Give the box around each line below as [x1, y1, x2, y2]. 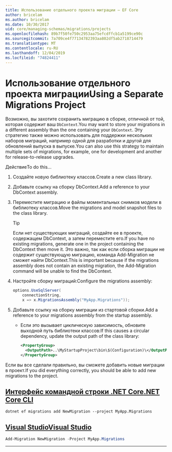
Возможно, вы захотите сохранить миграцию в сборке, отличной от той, [5, 116, 165, 122]
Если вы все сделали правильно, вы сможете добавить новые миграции [5, 362, 165, 368]
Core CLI [5, 395, 34, 404]
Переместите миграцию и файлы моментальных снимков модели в [12, 199, 162, 206]
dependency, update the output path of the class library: [20, 333, 140, 339]
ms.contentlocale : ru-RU [5, 46, 58, 51]
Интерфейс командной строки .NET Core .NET [5, 387, 160, 396]
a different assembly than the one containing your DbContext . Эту [5, 127, 143, 133]
